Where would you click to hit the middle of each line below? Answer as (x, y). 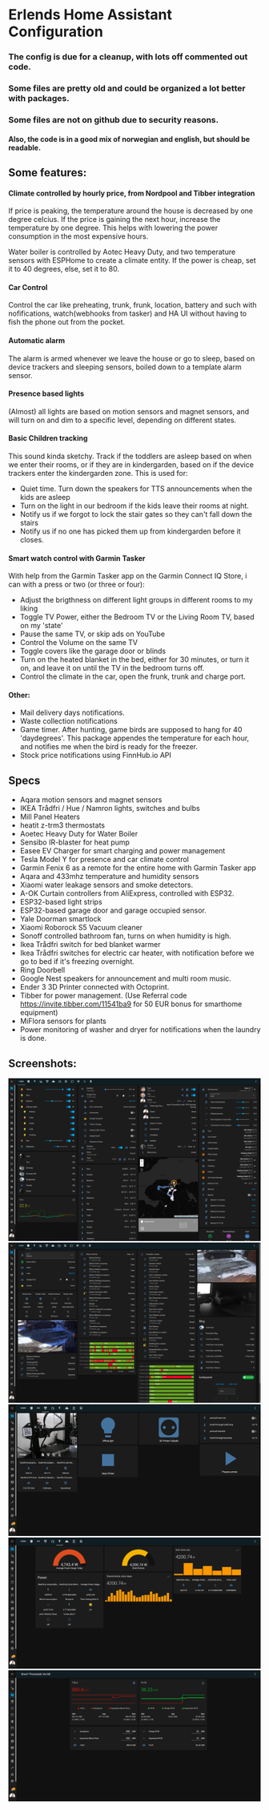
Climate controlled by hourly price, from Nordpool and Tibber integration (132, 193)
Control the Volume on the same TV (79, 643)
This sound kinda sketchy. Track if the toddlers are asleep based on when (130, 456)
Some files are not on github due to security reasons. (113, 119)
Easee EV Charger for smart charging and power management (122, 851)
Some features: (48, 173)
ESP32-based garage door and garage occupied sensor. (113, 910)
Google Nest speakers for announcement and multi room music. (126, 978)
